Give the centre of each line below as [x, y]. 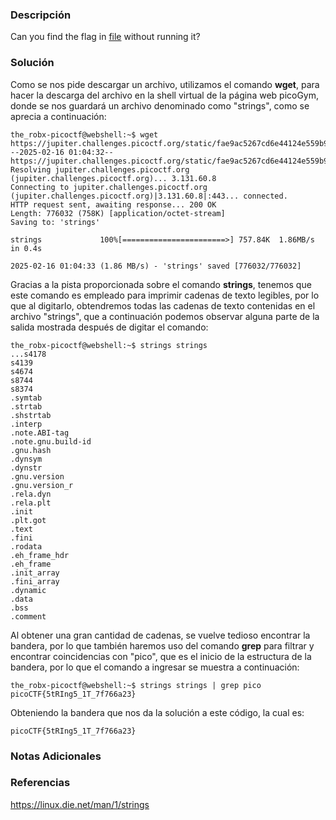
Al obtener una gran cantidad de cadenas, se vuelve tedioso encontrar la [160, 635]
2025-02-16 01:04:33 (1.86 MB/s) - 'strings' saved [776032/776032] [156, 266]
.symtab [26, 398]
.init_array [35, 573]
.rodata [26, 546]
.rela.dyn [31, 494]
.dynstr [26, 468]
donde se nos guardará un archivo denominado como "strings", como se [160, 105]
